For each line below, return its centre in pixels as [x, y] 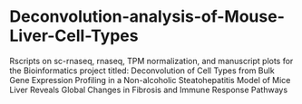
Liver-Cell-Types [74, 36]
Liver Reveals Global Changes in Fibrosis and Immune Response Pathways [149, 90]
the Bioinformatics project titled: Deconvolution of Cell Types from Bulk [142, 71]
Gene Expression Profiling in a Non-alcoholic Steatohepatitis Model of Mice [150, 80]
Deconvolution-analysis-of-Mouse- [147, 17]
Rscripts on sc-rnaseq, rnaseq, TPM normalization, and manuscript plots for [151, 61]
